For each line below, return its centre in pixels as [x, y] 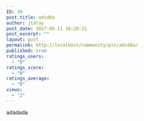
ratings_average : [28, 78]
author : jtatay [25, 23]
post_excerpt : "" [28, 34]
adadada [17, 112]
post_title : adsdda [31, 17]
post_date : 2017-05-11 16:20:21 [46, 28]
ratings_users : [25, 56]
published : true [26, 51]
